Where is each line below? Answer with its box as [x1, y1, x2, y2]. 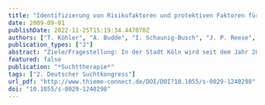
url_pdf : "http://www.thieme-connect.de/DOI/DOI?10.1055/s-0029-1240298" [8, 77, 256, 85]
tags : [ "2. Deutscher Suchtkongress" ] [8, 70, 136, 78]
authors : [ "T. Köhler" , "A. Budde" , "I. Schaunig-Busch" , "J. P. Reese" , [8, 33, 256, 42]
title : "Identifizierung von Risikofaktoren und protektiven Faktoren [8, 11, 245, 20]
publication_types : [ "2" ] [8, 41, 93, 49]
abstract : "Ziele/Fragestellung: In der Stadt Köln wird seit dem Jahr [8, 48, 248, 56]
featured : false [8, 56, 62, 64]
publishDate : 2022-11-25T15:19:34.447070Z [8, 26, 150, 34]
